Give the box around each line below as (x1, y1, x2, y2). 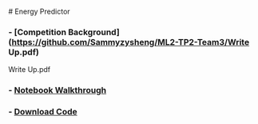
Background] (67, 26, 120, 38)
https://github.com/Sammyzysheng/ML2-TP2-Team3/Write (11, 36, 250, 47)
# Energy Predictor (8, 6, 70, 16)
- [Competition (8, 26, 66, 38)
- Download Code (8, 106, 77, 118)
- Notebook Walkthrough (8, 85, 107, 96)
